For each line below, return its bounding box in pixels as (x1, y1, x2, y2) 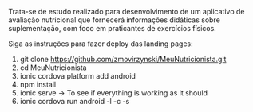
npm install (19, 79, 57, 89)
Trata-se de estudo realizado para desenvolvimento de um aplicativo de (8, 7, 245, 16)
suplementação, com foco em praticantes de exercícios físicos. (8, 24, 217, 33)
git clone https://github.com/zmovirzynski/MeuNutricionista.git (19, 55, 227, 64)
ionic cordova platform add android (19, 71, 136, 80)
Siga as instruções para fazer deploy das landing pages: (8, 39, 193, 48)
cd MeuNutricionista (19, 63, 87, 72)
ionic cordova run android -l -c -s (19, 97, 130, 106)
